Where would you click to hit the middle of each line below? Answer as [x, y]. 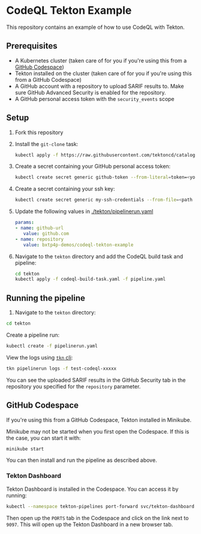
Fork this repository [39, 132]
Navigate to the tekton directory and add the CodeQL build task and [99, 256]
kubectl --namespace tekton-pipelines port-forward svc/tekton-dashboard [100, 506]
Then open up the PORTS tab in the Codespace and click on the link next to [97, 518]
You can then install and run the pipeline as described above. [82, 460]
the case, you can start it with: [43, 438]
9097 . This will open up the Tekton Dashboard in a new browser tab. [90, 524]
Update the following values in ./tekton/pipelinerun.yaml [84, 212]
